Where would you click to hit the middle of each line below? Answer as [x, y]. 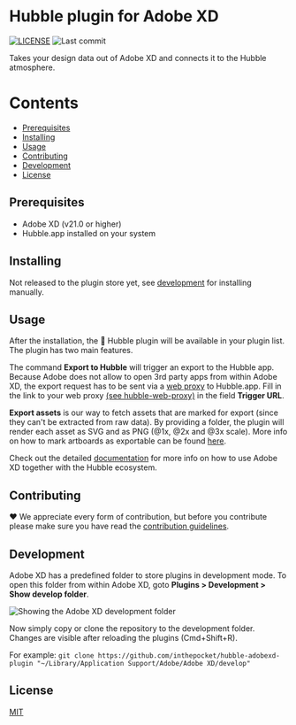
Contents [44, 103]
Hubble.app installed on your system [89, 233]
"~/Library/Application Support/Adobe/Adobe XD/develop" [144, 663]
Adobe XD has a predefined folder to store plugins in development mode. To [148, 575]
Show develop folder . [49, 594]
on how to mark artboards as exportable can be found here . [118, 441]
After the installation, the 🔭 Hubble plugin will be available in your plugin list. [147, 341]
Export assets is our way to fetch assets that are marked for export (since [144, 413]
